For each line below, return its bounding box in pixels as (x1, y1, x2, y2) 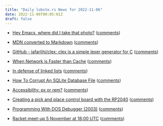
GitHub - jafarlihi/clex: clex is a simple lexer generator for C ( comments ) (12, 49, 159, 55)
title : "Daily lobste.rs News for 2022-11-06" (5, 7, 103, 12)
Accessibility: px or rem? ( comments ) (12, 87, 88, 93)
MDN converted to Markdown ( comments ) (12, 39, 99, 45)
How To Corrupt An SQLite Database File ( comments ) (12, 77, 122, 84)
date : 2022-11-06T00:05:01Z (5, 12, 63, 17)
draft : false (5, 16, 32, 21)
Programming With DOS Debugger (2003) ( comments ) (12, 106, 123, 112)
